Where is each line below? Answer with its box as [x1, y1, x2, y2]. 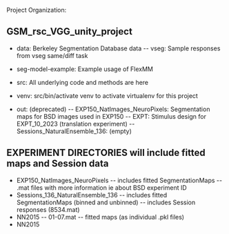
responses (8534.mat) [16, 205, 80, 213]
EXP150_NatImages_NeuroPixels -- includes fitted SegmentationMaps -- [16, 176, 222, 184]
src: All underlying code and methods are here [16, 78, 149, 86]
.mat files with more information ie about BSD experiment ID [16, 183, 187, 192]
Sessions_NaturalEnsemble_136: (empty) [16, 127, 132, 135]
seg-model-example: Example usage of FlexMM [16, 65, 153, 73]
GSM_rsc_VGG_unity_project [6, 26, 132, 37]
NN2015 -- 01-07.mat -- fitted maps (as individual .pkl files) [16, 213, 184, 221]
